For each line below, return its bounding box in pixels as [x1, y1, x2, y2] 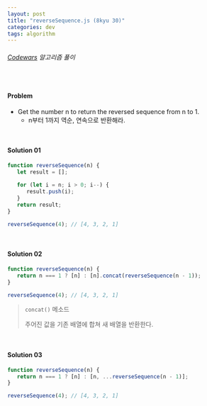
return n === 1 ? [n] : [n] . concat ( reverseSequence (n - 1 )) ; [16, 272, 201, 279]
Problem [7, 91, 33, 100]
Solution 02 [7, 249, 43, 259]
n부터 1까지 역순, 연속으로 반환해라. [28, 115, 125, 124]
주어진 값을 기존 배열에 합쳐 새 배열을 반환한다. [24, 320, 154, 329]
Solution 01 [7, 146, 41, 154]
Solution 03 [7, 351, 43, 359]
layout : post [7, 10, 46, 18]
